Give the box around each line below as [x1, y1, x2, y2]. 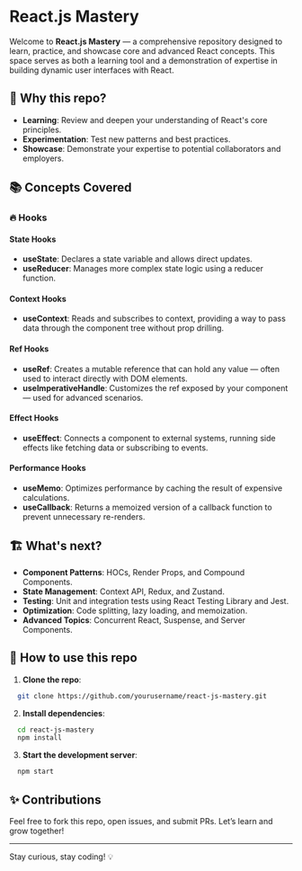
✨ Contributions [9, 792, 102, 807]
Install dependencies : [22, 707, 105, 718]
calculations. [22, 493, 70, 503]
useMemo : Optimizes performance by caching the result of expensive [22, 483, 283, 493]
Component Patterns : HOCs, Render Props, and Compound [22, 566, 245, 577]
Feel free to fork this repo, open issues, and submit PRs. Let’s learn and [9, 816, 273, 827]
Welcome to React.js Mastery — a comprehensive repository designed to [9, 36, 283, 47]
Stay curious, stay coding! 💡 [9, 851, 114, 862]
